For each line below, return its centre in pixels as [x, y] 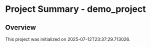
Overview [21, 27]
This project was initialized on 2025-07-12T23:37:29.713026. [68, 39]
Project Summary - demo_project [75, 9]
